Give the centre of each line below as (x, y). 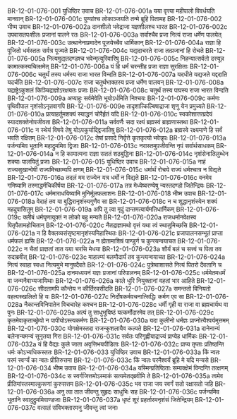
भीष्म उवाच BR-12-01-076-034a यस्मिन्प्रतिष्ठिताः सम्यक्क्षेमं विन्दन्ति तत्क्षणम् (140, 368)
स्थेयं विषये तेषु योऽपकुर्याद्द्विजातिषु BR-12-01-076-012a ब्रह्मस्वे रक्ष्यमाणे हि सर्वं (131, 130)
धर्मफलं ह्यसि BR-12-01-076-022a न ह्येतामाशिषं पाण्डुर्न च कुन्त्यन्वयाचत (92, 241)
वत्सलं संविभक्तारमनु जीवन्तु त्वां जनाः (78, 408)
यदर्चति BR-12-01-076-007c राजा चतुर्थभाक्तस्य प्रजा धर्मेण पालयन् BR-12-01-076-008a (116, 82)
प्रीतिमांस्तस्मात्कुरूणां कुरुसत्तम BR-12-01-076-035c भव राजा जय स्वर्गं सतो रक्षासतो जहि (110, 384)
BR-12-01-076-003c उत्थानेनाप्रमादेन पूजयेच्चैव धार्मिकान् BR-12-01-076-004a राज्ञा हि (114, 43)
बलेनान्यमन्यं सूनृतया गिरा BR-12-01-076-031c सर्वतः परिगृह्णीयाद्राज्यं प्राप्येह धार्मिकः (102, 336)
